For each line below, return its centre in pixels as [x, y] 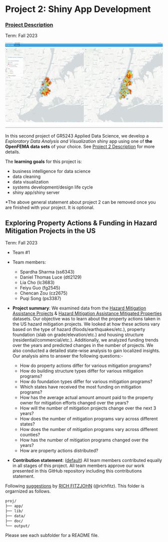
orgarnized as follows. [28, 491]
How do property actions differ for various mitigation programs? [85, 365]
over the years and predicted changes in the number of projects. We [83, 345]
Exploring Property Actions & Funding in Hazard [81, 223]
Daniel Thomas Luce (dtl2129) [51, 277]
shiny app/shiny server [36, 192]
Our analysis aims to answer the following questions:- [68, 356]
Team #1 [21, 252]
